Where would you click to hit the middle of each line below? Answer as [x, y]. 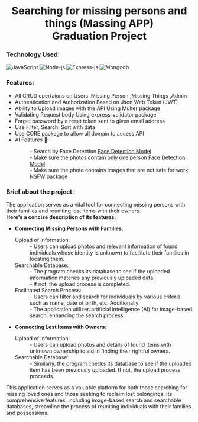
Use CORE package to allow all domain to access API [79, 133]
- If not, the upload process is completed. [80, 284]
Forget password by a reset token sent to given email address [90, 121]
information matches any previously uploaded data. [92, 278]
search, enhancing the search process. [77, 315]
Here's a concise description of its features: [61, 217]
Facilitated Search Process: [48, 291]
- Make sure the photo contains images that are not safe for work [109, 170]
